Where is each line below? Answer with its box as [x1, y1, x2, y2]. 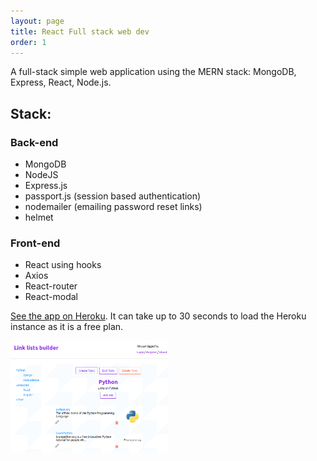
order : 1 [10, 37, 47, 47]
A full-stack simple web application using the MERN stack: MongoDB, [10, 66, 297, 78]
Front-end [10, 236, 61, 250]
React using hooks [24, 259, 102, 271]
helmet [24, 211, 54, 224]
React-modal [24, 291, 78, 303]
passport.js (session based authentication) [24, 190, 202, 202]
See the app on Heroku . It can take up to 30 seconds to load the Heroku [10, 310, 307, 322]
